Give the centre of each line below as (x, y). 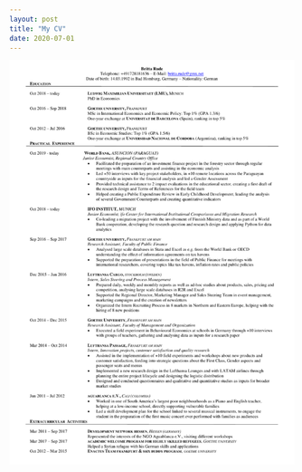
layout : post (34, 19)
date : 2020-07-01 (42, 38)
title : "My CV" (38, 29)
